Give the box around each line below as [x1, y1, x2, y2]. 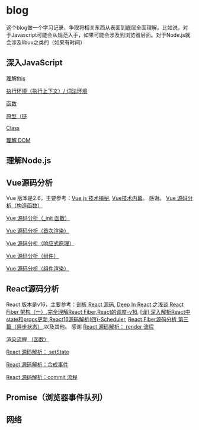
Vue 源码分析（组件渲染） [6, 265, 70, 272]
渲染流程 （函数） [6, 336, 49, 343]
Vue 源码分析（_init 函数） [6, 214, 70, 221]
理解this [6, 75, 25, 82]
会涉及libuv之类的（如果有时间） [6, 39, 86, 46]
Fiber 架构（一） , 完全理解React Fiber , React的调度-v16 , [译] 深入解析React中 [6, 308, 191, 315]
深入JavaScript [6, 58, 63, 68]
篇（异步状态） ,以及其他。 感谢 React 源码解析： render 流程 [6, 323, 154, 330]
